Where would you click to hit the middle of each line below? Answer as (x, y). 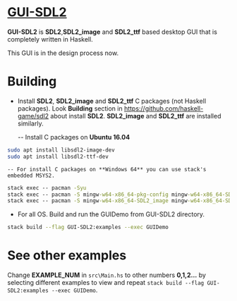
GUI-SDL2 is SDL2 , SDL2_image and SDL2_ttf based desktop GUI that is (112, 32)
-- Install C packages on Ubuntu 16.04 (74, 137)
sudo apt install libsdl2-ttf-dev (58, 156)
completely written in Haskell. (50, 39)
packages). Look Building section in (70, 108)
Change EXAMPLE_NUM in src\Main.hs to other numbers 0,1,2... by (107, 275)
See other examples (67, 256)
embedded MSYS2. (31, 176)
